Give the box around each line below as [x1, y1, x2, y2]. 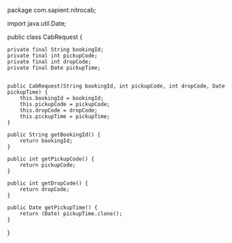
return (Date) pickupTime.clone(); [19, 210, 123, 217]
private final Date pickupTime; [7, 65, 101, 72]
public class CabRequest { [7, 33, 83, 41]
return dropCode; [19, 186, 70, 193]
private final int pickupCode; [7, 52, 98, 59]
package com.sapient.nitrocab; [7, 6, 97, 14]
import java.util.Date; [7, 19, 67, 27]
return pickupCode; [19, 162, 76, 169]
